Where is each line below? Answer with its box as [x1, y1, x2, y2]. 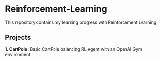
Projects [5, 33, 31, 42]
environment [5, 51, 31, 57]
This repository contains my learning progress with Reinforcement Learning [5, 19, 157, 25]
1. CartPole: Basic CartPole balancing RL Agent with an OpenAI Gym [5, 46, 142, 52]
